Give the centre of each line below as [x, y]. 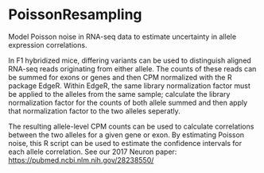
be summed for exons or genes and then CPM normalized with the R [120, 77]
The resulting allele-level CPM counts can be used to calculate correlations [131, 126]
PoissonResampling [75, 15]
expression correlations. [48, 44]
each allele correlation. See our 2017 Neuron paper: [93, 152]
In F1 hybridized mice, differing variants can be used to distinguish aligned [130, 60]
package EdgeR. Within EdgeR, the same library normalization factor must [129, 86]
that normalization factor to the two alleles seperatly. [94, 111]
